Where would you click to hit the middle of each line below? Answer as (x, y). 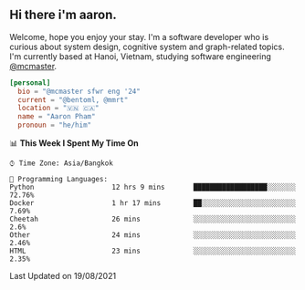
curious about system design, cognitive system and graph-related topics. (147, 47)
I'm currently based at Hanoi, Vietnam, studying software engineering (141, 56)
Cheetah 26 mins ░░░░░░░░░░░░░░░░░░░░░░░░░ (153, 219)
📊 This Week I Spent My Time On (74, 143)
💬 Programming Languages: (58, 180)
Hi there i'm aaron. (63, 15)
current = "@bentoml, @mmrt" (73, 99)
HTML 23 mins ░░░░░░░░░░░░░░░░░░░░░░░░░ (153, 251)
